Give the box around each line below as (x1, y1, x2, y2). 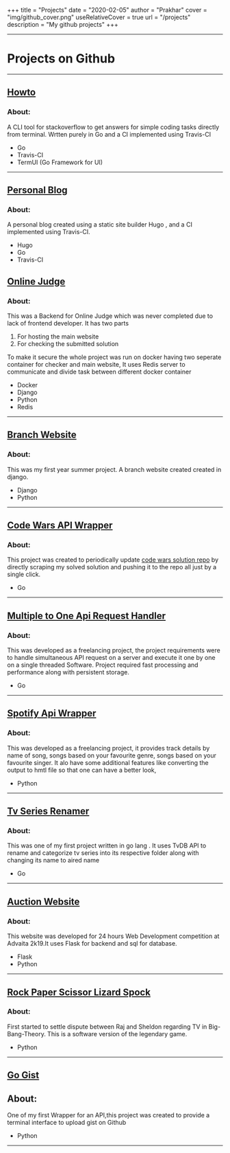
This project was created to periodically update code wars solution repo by (7, 556, 219, 564)
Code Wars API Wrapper (7, 520, 113, 532)
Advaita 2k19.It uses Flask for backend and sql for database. (7, 939, 177, 948)
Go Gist (7, 1069, 40, 1081)
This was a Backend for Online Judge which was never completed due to (7, 312, 214, 320)
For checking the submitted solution (16, 340, 119, 347)
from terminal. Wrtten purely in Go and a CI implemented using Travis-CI (7, 130, 212, 138)
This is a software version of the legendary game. (47, 1029, 188, 1038)
